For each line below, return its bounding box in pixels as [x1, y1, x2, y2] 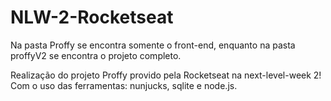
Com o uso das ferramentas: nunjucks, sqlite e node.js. [10, 79, 238, 91]
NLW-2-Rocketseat [10, 6, 174, 29]
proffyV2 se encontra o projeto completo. [10, 49, 182, 61]
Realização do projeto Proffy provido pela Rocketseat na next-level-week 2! [10, 69, 322, 81]
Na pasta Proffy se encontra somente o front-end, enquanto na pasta [10, 39, 296, 51]
